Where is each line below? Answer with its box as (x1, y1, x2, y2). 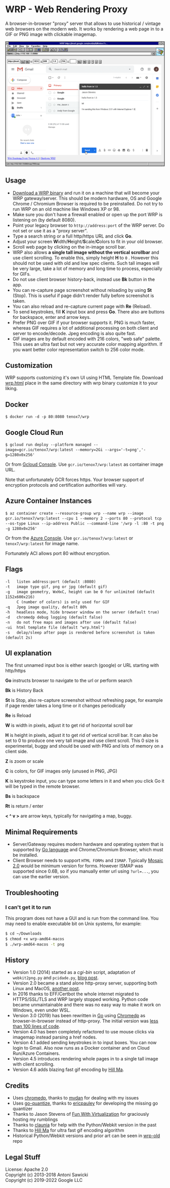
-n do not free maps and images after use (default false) (5, 619, 137, 625)
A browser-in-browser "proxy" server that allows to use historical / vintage (5, 20, 161, 26)
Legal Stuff (5, 1153, 40, 1162)
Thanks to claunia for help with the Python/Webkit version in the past (12, 1122, 157, 1128)
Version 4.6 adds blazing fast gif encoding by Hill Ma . (12, 1066, 124, 1073)
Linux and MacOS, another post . (12, 986, 80, 992)
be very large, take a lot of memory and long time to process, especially (12, 265, 163, 272)
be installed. (12, 852, 38, 858)
